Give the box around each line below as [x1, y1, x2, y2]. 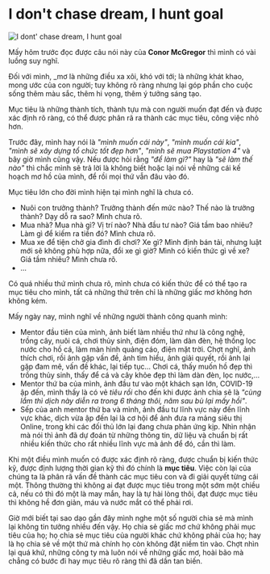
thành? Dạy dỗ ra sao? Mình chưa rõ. [19, 211, 143, 221]
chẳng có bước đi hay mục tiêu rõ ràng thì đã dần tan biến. [8, 555, 203, 566]
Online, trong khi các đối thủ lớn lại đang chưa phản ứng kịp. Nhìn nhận [19, 421, 256, 431]
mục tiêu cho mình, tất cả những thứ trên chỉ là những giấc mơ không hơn [8, 287, 252, 297]
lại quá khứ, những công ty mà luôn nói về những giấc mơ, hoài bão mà [8, 547, 244, 557]
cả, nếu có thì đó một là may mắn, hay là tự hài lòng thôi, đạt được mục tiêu [8, 488, 258, 498]
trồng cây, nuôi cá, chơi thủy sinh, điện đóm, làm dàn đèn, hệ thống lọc [19, 336, 256, 345]
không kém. [8, 296, 48, 306]
